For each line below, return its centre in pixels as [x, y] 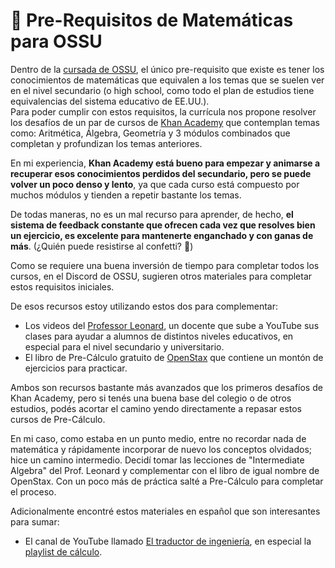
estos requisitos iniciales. [62, 286]
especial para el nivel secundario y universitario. [124, 346]
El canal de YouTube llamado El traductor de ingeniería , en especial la [168, 541]
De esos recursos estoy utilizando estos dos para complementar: [144, 306]
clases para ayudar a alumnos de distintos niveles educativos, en [159, 336]
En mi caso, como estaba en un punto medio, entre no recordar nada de [158, 438]
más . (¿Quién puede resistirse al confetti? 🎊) [102, 246]
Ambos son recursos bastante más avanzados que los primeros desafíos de [166, 387]
